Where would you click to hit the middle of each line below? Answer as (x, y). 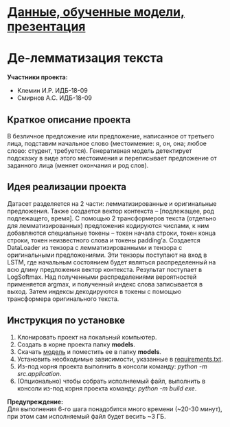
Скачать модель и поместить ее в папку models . (89, 351)
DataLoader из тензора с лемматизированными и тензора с (95, 247)
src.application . (39, 373)
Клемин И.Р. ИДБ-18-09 (52, 91)
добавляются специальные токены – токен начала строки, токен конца (112, 233)
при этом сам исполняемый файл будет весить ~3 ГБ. (87, 416)
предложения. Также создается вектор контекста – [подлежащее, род (111, 211)
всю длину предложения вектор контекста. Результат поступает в (105, 269)
